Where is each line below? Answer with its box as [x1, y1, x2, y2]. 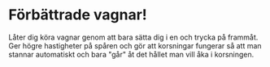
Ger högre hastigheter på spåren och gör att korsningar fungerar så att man [8, 40, 262, 50]
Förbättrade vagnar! [8, 6, 148, 24]
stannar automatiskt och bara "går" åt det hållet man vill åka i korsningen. [8, 49, 255, 59]
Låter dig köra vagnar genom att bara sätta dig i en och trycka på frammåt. [8, 32, 259, 42]
